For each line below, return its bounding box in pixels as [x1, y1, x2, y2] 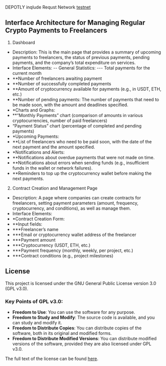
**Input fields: [12, 221, 43, 227]
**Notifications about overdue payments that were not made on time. [12, 154, 155, 160]
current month [12, 70, 42, 76]
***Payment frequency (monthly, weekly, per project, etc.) [12, 247, 134, 253]
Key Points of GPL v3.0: [5, 298, 63, 305]
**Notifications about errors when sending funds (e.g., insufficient [12, 160, 149, 166]
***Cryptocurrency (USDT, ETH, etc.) [12, 242, 91, 248]
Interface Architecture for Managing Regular [5, 18, 145, 27]
